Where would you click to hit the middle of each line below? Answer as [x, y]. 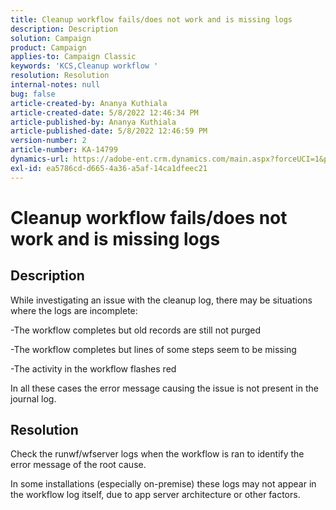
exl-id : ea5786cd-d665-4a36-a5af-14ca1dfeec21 [109, 168]
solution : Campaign [51, 38]
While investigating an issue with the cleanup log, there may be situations [161, 300]
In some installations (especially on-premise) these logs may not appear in [163, 484]
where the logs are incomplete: [74, 310]
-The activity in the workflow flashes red [93, 368]
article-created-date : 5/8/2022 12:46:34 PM [104, 112]
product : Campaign [48, 47]
